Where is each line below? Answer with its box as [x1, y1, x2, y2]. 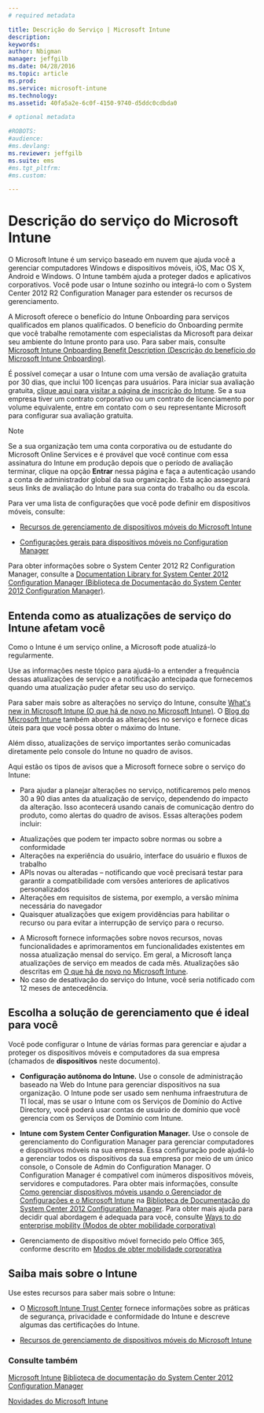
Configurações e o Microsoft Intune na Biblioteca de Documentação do [19, 1195, 251, 1205]
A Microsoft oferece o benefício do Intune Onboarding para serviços [8, 312, 230, 321]
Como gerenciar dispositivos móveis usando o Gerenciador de [19, 1187, 222, 1196]
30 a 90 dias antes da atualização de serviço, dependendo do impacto [19, 794, 249, 803]
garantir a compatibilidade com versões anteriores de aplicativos [19, 876, 230, 885]
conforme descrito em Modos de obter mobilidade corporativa [19, 1244, 222, 1253]
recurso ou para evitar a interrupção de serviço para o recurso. [19, 918, 225, 927]
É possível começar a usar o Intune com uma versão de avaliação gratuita [8, 369, 247, 379]
